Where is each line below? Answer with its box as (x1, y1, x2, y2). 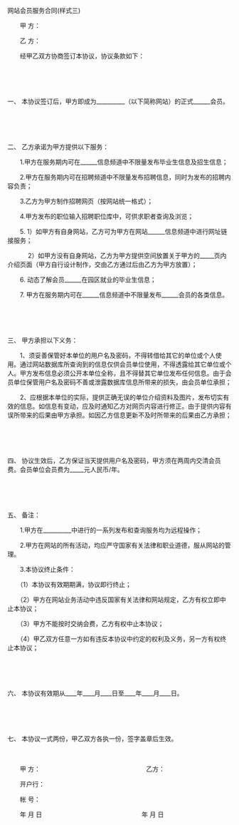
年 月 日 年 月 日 (19, 810, 164, 819)
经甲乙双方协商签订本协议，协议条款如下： (19, 52, 144, 60)
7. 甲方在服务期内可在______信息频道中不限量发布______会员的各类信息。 (19, 291, 229, 299)
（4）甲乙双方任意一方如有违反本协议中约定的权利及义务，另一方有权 (19, 635, 221, 643)
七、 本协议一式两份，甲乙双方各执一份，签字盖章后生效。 (7, 734, 174, 743)
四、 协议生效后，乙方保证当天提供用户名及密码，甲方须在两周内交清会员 (7, 456, 221, 465)
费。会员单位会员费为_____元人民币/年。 (7, 466, 124, 473)
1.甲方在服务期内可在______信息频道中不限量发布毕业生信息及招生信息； (19, 158, 229, 166)
